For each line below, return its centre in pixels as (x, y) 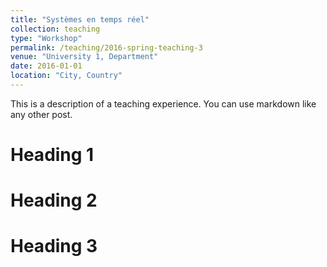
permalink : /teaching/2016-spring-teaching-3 (106, 47)
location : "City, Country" (66, 76)
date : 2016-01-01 (46, 66)
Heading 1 (52, 155)
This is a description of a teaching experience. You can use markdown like (163, 103)
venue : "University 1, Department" (84, 57)
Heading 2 (54, 200)
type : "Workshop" (46, 38)
